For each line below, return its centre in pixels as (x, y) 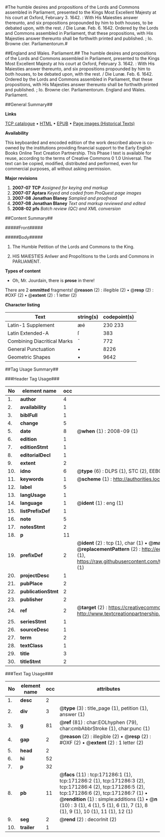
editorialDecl (35, 455)
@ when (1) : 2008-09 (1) (108, 431)
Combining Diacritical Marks (40, 341)
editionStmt (34, 447)
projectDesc (35, 576)
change (29, 423)
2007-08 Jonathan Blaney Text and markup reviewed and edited (79, 203)
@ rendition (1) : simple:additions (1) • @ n (109, 799)
